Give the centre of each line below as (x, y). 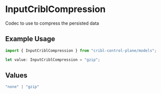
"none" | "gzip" (22, 87)
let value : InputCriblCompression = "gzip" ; (53, 60)
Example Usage (30, 39)
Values (16, 75)
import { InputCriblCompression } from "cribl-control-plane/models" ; (81, 51)
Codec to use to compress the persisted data (52, 23)
